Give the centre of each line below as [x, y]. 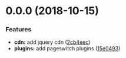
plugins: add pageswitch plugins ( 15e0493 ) [67, 49]
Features [19, 30]
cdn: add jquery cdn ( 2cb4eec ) [52, 42]
